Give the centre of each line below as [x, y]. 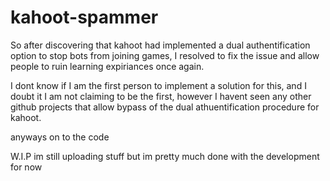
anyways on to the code [60, 137]
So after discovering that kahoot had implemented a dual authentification [160, 45]
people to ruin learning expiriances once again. [107, 66]
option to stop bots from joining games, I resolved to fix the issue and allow [165, 55]
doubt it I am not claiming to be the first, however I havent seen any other [161, 96]
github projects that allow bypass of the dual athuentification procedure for [165, 107]
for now [26, 167]
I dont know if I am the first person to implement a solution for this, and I [158, 85]
